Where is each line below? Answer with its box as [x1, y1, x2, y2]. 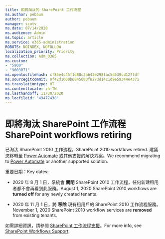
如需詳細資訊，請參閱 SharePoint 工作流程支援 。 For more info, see [5, 223, 142, 229]
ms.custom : [5, 58, 28, 63]
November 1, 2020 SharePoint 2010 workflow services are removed [12, 207, 152, 213]
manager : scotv [5, 21, 37, 26]
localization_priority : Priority [5, 49, 75, 54]
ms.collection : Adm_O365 [5, 53, 57, 59]
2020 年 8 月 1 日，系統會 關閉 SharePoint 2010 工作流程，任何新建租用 [12, 179, 159, 185]
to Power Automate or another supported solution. [5, 158, 109, 165]
